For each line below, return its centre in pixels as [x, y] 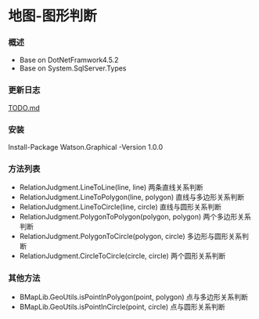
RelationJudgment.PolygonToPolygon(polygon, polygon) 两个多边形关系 [135, 217]
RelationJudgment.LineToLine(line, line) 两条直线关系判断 [111, 187]
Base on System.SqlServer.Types [73, 68]
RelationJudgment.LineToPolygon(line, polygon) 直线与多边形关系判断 [132, 198]
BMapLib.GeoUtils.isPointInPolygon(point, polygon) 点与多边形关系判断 [134, 297]
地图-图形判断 [53, 16]
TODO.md [24, 107]
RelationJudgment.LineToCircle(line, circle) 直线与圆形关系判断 [120, 207]
